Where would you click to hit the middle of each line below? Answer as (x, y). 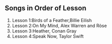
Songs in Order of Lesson (46, 8)
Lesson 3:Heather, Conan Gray (44, 31)
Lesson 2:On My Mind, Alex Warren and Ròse (59, 25)
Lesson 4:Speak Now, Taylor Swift (48, 36)
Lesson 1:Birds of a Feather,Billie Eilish (52, 20)
